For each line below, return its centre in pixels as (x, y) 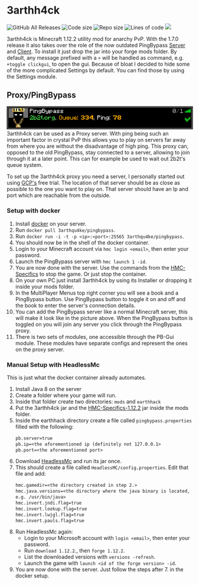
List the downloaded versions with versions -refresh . (90, 557)
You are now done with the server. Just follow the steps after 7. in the (99, 569)
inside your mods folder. (45, 286)
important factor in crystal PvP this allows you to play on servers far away (96, 140)
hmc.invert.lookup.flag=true (51, 509)
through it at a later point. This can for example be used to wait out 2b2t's (96, 159)
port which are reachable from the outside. (59, 195)
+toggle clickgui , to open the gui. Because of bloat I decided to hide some (98, 64)
